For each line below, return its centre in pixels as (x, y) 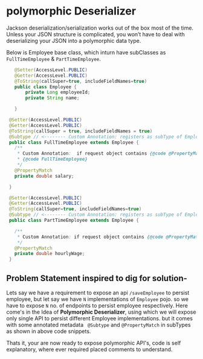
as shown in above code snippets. (49, 331)
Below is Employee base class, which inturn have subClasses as (86, 52)
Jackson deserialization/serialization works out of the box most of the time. (100, 28)
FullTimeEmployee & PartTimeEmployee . (54, 59)
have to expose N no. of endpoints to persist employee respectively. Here (97, 306)
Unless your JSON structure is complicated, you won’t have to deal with (96, 34)
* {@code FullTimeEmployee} (52, 159)
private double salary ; (44, 176)
